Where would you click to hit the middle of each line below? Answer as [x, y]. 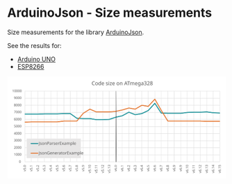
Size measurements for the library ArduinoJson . [76, 32]
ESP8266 [31, 66]
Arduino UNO [36, 59]
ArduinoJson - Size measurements [110, 13]
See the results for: [34, 45]
